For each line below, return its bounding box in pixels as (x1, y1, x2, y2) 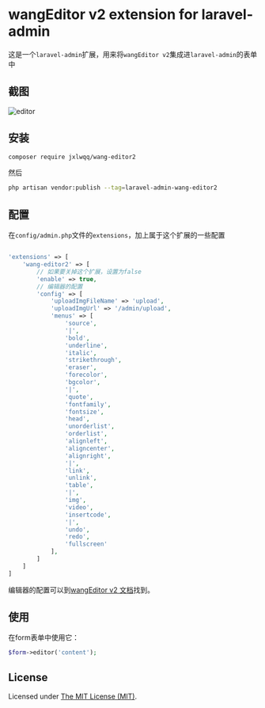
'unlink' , (64, 474, 97, 482)
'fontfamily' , (64, 400, 112, 409)
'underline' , (64, 341, 108, 349)
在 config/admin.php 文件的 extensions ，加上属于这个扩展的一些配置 (8, 230, 225, 240)
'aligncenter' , (64, 444, 115, 452)
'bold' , (64, 334, 90, 342)
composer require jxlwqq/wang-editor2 (8, 153, 136, 161)
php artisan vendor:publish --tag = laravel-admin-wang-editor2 (8, 184, 218, 192)
